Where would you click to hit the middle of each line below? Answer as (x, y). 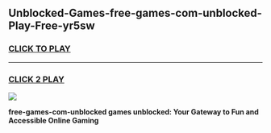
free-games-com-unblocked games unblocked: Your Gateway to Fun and (134, 111)
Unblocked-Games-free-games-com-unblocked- (135, 13)
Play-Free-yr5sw (52, 26)
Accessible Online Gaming (54, 120)
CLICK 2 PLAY (36, 79)
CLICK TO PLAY (40, 49)
